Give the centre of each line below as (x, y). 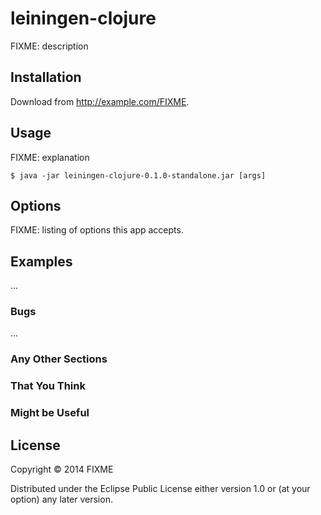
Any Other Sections (59, 359)
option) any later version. (61, 499)
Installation (46, 77)
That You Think (48, 386)
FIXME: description (49, 46)
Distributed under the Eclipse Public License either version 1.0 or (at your (160, 489)
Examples (41, 261)
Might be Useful (50, 413)
